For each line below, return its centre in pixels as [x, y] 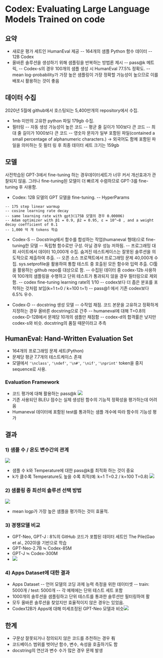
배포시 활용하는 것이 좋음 [36, 81]
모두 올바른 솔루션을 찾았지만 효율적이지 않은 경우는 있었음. [68, 603]
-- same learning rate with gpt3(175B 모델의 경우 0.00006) [65, 216]
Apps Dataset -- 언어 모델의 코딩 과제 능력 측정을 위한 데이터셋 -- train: [81, 584]
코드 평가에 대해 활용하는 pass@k [44, 393]
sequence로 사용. [29, 369]
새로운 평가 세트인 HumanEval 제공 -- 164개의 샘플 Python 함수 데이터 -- [82, 51]
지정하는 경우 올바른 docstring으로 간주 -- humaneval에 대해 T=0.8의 [79, 310]
